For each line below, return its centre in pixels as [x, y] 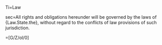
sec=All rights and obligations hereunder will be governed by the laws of [81, 17]
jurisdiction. [18, 28]
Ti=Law [13, 7]
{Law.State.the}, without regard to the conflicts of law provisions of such [81, 22]
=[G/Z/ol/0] [17, 38]
